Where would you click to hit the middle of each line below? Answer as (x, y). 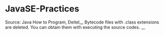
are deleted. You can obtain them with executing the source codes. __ (75, 27)
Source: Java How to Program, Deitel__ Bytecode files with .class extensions (82, 22)
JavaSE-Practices (42, 9)
